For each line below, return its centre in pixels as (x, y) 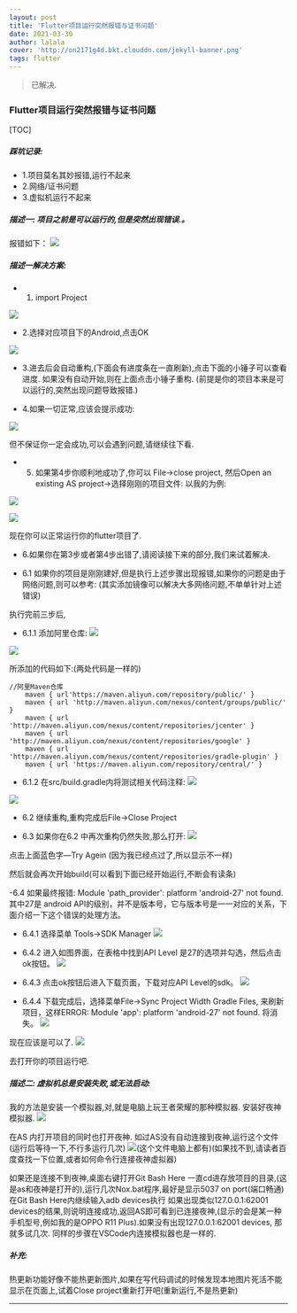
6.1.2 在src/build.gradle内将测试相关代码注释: (103, 782)
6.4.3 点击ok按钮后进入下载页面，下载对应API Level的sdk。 (130, 983)
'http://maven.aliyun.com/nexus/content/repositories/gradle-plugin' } (144, 757)
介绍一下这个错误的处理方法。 (71, 915)
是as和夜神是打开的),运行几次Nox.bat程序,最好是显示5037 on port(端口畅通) (147, 1189)
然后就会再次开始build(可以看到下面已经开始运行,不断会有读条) (123, 874)
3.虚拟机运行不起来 (57, 198)
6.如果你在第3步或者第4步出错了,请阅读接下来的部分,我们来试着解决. (146, 555)
